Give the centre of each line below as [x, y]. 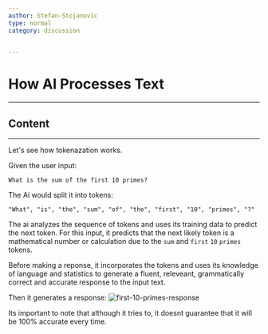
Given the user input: [43, 165]
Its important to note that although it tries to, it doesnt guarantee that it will [130, 313]
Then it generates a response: [58, 297]
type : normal [30, 23]
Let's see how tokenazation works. [65, 150]
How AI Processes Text [87, 84]
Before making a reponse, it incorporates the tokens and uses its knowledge [134, 265]
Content [29, 123]
